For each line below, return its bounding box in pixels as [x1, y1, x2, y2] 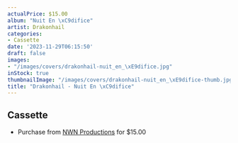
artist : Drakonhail [7, 23, 65, 30]
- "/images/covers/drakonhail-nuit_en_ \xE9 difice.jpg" [7, 63, 173, 70]
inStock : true [7, 69, 50, 76]
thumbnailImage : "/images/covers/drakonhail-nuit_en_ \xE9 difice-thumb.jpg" [7, 76, 236, 84]
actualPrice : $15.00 [7, 10, 69, 18]
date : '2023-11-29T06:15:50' [7, 43, 93, 50]
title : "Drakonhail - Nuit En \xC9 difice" [7, 83, 135, 90]
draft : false [7, 50, 46, 57]
